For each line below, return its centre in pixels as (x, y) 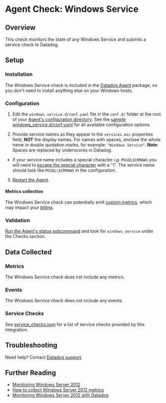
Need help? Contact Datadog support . (44, 357)
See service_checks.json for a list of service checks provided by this (75, 324)
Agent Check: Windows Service (72, 9)
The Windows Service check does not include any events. (64, 301)
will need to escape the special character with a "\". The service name (83, 165)
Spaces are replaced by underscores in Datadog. (62, 150)
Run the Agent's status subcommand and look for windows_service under (79, 231)
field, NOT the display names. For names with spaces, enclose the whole (86, 139)
